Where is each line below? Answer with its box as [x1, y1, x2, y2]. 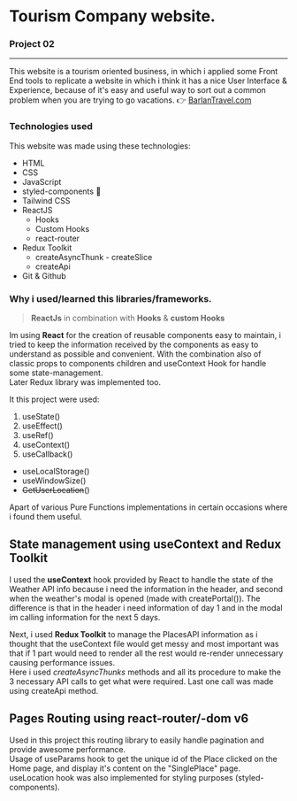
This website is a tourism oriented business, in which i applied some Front [9, 66, 278, 77]
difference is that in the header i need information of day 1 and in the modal [9, 602, 283, 612]
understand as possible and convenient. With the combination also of [9, 349, 262, 359]
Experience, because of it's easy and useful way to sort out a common [9, 85, 267, 96]
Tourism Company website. [9, 6, 217, 27]
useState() [21, 412, 60, 422]
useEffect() [21, 420, 64, 431]
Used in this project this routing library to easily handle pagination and [9, 735, 264, 745]
